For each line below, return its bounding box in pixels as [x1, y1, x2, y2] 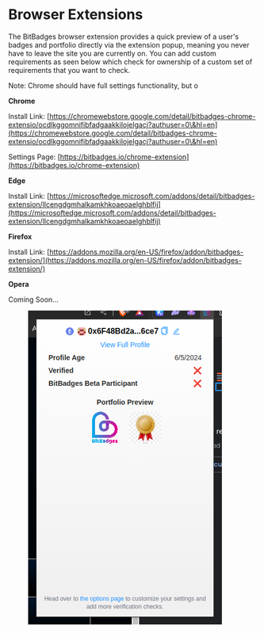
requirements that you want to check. [8, 65, 131, 74]
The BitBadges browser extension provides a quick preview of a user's [8, 32, 239, 41]
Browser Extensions [8, 6, 143, 24]
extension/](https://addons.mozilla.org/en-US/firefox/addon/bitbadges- [8, 255, 242, 265]
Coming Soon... [8, 295, 59, 304]
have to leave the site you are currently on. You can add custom [8, 48, 216, 58]
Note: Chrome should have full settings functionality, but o [8, 81, 199, 90]
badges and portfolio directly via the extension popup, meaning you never [8, 40, 250, 49]
